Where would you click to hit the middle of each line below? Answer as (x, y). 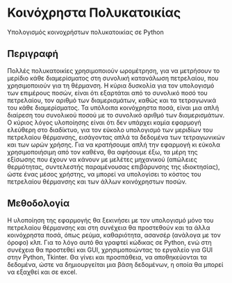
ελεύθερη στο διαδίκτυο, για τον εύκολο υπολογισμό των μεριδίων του (110, 129)
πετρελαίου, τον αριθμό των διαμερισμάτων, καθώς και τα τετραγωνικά (112, 100)
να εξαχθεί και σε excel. (42, 272)
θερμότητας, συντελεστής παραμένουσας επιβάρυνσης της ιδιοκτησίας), (114, 167)
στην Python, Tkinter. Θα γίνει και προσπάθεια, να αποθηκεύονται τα (107, 257)
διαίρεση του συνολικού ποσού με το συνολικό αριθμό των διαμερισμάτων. (116, 115)
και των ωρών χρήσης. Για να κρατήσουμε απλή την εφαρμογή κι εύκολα (114, 145)
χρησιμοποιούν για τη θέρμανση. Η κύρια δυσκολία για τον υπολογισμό (111, 86)
